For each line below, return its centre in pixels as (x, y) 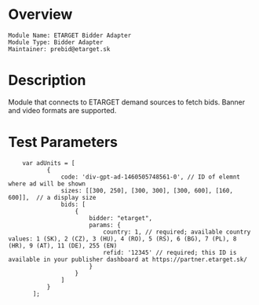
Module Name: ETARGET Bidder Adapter (70, 35)
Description (47, 81)
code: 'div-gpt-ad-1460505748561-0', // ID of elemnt (151, 177)
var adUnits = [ (49, 163)
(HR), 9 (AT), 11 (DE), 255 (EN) (63, 245)
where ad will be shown (47, 184)
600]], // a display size (52, 197)
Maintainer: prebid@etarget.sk (59, 49)
